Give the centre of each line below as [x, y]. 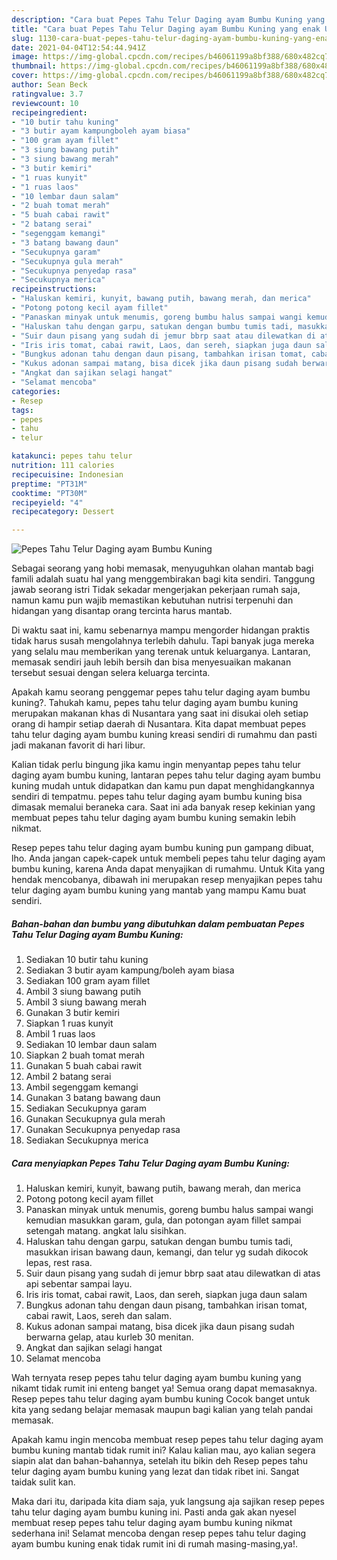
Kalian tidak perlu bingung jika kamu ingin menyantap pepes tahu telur [156, 765]
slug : [22, 38]
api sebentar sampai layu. [79, 1284]
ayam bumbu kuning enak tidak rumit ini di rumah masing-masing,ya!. [155, 1544]
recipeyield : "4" [47, 502]
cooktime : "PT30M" [49, 493]
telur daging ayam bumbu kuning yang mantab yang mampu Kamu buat [159, 890]
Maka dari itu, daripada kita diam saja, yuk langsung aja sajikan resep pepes [168, 1502]
